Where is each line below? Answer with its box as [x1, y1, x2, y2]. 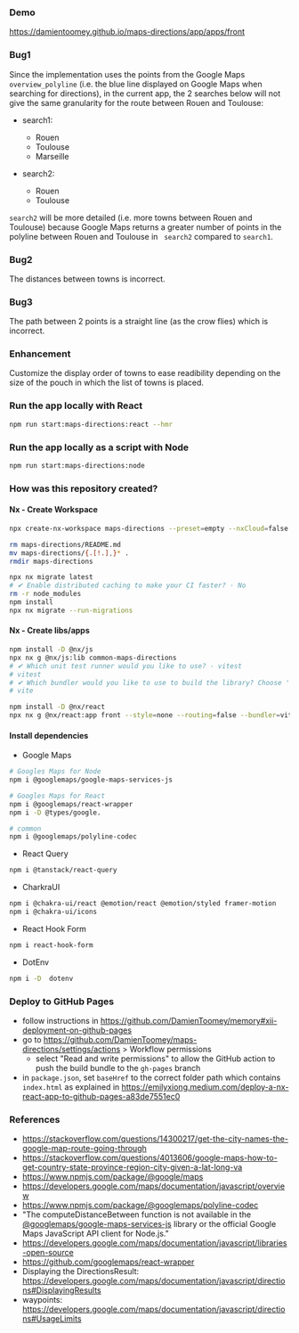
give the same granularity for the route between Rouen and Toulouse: [9, 97, 264, 108]
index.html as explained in [21, 1082, 120, 1092]
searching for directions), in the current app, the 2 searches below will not [9, 87, 281, 99]
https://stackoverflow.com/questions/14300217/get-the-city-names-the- [21, 1133, 289, 1144]
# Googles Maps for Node [9, 767, 101, 776]
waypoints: [21, 1295, 63, 1305]
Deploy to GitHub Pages [9, 995, 114, 1008]
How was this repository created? [9, 482, 158, 495]
